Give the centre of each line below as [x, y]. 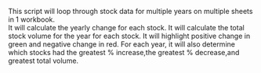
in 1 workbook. [32, 19]
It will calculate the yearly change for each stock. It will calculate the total [126, 28]
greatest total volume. [43, 61]
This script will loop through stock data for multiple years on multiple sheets [130, 11]
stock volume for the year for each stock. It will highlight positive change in [129, 36]
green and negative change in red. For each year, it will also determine [121, 44]
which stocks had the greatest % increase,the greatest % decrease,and [124, 52]
